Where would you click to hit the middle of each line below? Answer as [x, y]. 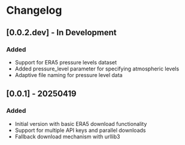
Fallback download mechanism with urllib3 [67, 136]
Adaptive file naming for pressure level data [69, 75]
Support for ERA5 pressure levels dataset [66, 62]
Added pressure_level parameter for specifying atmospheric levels [97, 69]
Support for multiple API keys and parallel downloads [80, 130]
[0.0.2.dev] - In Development [61, 33]
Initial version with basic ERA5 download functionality [81, 124]
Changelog [34, 10]
